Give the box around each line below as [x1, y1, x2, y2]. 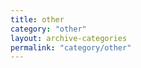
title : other [10, 14, 65, 25]
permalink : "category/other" [10, 42, 132, 53]
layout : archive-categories [10, 33, 128, 43]
